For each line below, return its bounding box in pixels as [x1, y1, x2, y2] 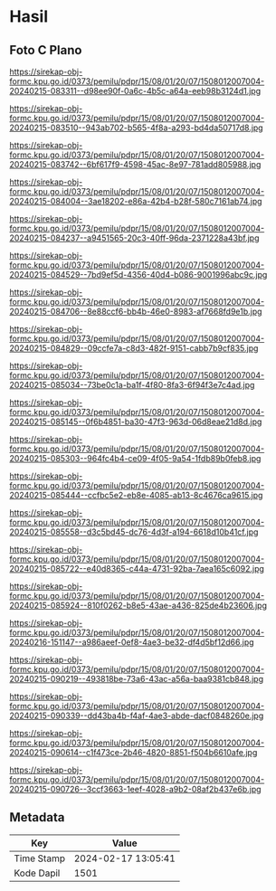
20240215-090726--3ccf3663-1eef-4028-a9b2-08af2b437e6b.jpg [9, 784, 262, 794]
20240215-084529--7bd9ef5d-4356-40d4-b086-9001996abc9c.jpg [9, 270, 268, 280]
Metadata [9, 810, 65, 825]
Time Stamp [14, 852, 66, 865]
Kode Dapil [14, 867, 61, 879]
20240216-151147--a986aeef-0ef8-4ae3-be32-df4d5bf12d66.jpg [9, 637, 255, 648]
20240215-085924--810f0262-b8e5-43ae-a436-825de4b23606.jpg [9, 600, 267, 611]
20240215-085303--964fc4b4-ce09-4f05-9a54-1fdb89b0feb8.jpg [9, 453, 262, 463]
